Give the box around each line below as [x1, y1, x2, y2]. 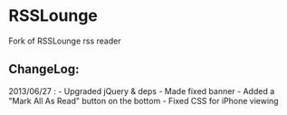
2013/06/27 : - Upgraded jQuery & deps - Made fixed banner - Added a [8, 85, 275, 96]
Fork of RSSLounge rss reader [8, 35, 121, 46]
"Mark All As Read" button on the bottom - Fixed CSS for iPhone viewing [8, 95, 279, 106]
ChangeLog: [8, 62, 80, 77]
